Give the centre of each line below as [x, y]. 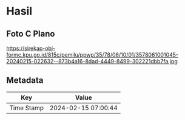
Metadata [25, 80]
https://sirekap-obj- [31, 48]
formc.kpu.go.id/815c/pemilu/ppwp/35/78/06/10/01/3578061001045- [92, 55]
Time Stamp [27, 108]
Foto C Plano [31, 34]
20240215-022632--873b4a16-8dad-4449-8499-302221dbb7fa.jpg [92, 61]
